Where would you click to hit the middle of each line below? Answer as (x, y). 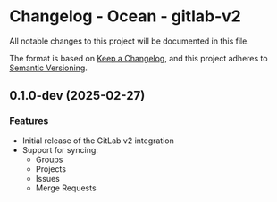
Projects (51, 169)
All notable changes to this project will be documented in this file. (130, 41)
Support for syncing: (60, 149)
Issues (47, 178)
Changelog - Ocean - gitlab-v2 (125, 16)
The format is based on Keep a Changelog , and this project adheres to (138, 58)
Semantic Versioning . (48, 68)
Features (29, 121)
